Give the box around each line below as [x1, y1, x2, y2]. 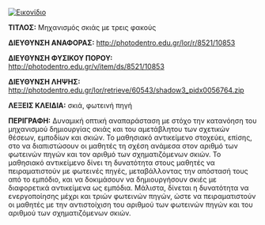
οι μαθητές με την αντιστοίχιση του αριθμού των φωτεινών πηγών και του [8, 200, 253, 209]
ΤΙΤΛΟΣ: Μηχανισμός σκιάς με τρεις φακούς [8, 23, 157, 32]
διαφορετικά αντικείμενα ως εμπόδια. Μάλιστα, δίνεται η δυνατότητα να [8, 183, 249, 193]
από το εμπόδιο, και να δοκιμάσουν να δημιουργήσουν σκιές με [8, 174, 218, 184]
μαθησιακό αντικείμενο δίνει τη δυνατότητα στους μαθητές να [8, 158, 215, 167]
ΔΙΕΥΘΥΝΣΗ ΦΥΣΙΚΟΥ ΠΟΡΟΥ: [8, 54, 113, 62]
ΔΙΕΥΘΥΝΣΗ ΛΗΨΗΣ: [8, 77, 81, 86]
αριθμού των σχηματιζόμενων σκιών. [8, 208, 131, 217]
